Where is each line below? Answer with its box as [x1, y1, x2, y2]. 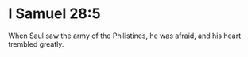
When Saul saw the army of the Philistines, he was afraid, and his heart [8, 31, 242, 40]
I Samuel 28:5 [8, 5, 101, 23]
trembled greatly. [8, 39, 64, 48]
